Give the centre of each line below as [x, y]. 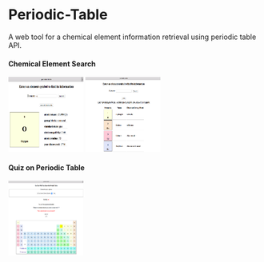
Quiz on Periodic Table [47, 167]
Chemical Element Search [52, 64]
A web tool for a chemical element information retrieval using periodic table [132, 37]
